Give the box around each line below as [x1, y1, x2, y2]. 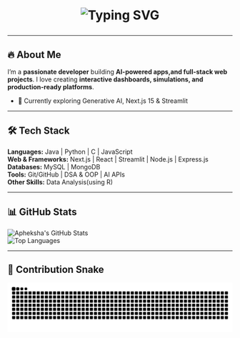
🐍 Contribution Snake [7, 264, 105, 276]
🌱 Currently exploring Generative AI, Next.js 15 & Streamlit [17, 96, 188, 105]
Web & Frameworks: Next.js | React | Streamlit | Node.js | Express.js [7, 154, 209, 164]
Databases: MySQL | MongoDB [7, 162, 101, 171]
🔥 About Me [7, 49, 61, 61]
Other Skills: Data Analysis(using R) [7, 177, 113, 186]
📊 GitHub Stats [7, 206, 77, 218]
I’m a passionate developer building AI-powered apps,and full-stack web [7, 68, 228, 76]
